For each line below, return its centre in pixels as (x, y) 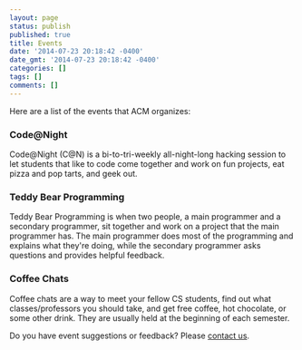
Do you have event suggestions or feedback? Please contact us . (130, 335)
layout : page (34, 18)
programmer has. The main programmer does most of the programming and (151, 236)
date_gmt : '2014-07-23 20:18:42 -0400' (85, 60)
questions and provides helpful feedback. (87, 256)
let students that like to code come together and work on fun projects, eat (147, 163)
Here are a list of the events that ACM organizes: (100, 111)
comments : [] (34, 85)
